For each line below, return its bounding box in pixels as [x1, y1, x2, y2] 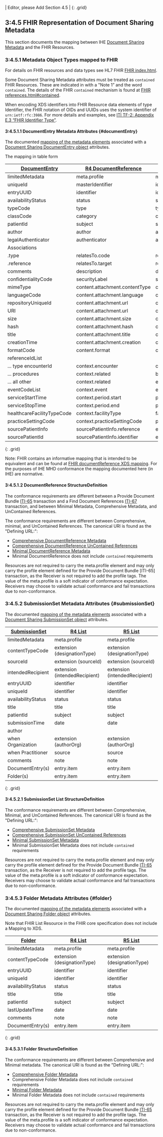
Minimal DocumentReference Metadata [12, 548, 91, 553]
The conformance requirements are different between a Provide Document [5, 493, 154, 499]
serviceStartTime [7, 394, 47, 401]
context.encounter [76, 363, 118, 369]
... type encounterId [7, 363, 52, 369]
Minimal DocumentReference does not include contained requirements [12, 553, 153, 559]
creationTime [7, 339, 37, 346]
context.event [76, 386, 108, 393]
